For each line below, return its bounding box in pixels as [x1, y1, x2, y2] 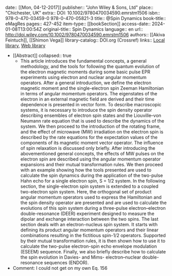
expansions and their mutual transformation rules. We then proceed [20, 162, 163, 167]
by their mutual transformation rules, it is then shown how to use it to [20, 238, 165, 244]
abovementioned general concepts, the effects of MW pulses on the [20, 151, 164, 156]
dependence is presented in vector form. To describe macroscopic [20, 102, 162, 107]
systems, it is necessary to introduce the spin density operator [20, 107, 153, 113]
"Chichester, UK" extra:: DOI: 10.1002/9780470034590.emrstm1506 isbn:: [5, 10, 160, 16]
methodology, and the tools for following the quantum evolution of [20, 64, 160, 69]
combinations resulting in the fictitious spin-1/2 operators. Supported [20, 232, 166, 238]
